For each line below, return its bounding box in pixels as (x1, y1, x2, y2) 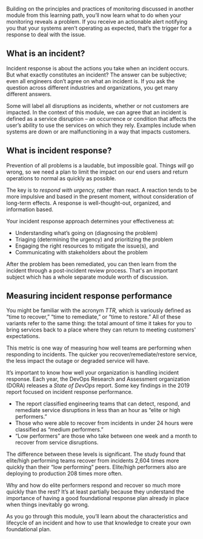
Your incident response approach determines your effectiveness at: (6, 217, 175, 225)
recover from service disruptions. (15, 439, 99, 446)
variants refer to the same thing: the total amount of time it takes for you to (6, 320, 192, 327)
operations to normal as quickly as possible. (6, 174, 116, 181)
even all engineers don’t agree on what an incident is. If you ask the (6, 77, 175, 84)
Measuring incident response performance (6, 291, 173, 301)
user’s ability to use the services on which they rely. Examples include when (6, 121, 196, 129)
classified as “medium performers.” (15, 426, 104, 433)
